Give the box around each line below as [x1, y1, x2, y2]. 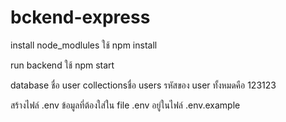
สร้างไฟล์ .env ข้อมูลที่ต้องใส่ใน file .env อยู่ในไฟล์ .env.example [10, 99, 241, 111]
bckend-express [10, 6, 151, 29]
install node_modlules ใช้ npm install [10, 39, 158, 51]
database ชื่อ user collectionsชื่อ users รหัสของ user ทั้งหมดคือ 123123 [10, 79, 277, 91]
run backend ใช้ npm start [10, 59, 115, 71]
